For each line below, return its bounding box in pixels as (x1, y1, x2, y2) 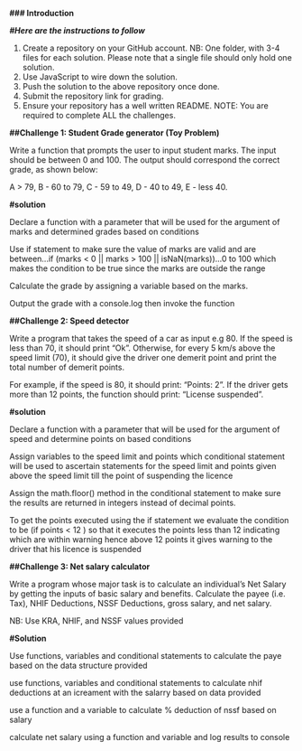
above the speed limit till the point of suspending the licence (9, 470, 233, 481)
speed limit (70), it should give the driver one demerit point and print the (9, 352, 277, 362)
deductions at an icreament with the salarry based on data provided (9, 687, 261, 698)
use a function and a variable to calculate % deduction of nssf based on (9, 705, 277, 715)
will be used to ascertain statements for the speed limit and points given (9, 461, 277, 471)
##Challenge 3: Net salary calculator (9, 561, 151, 572)
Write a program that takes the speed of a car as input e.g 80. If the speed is (9, 333, 293, 343)
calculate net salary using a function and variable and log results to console (9, 732, 290, 742)
